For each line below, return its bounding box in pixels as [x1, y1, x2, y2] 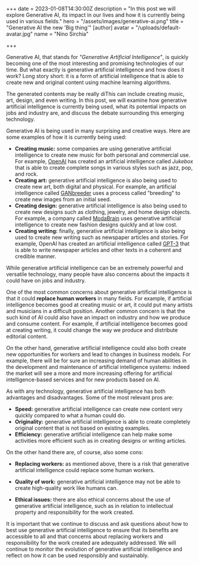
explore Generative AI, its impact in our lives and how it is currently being [6, 11, 185, 18]
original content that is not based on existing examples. [14, 424, 150, 431]
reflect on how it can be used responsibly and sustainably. [6, 552, 149, 559]
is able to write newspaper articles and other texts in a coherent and [14, 247, 182, 253]
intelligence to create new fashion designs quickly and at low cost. [14, 221, 178, 228]
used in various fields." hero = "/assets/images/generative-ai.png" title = [6, 18, 184, 24]
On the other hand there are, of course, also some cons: [6, 449, 144, 455]
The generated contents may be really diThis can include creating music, [6, 91, 185, 97]
